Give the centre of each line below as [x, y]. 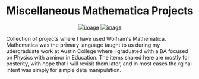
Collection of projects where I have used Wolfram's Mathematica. [86, 38]
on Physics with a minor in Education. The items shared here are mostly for [98, 57]
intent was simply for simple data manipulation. [64, 70]
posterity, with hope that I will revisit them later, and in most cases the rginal [99, 64]
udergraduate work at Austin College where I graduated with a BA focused [97, 51]
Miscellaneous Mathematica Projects [100, 11]
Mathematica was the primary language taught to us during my [83, 45]
